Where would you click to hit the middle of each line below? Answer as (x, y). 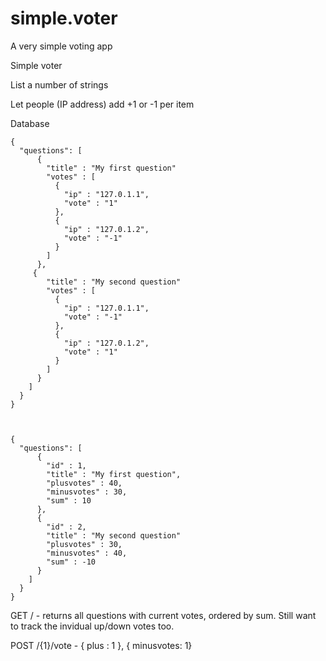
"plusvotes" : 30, (84, 544)
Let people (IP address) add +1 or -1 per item (102, 104)
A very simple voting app (61, 46)
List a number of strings (59, 84)
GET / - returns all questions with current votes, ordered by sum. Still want (163, 615)
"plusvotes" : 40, (84, 483)
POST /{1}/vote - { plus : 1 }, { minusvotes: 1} (101, 645)
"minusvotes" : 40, (87, 553)
